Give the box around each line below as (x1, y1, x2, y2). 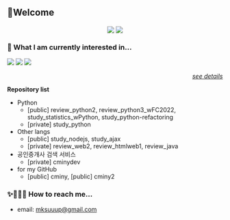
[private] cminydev (27, 158, 81, 166)
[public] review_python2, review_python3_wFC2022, (27, 106, 177, 114)
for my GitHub (16, 165, 57, 174)
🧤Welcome (7, 7, 55, 18)
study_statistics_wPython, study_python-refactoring (27, 113, 173, 122)
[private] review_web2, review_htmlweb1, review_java (27, 142, 179, 150)
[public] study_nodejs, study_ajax (27, 135, 121, 143)
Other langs (16, 128, 51, 136)
